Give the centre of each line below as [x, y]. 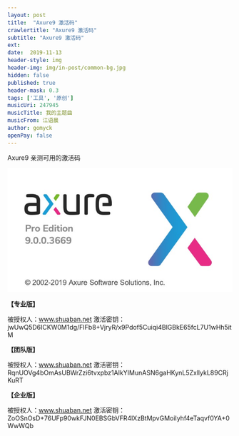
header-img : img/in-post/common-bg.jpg [67, 68]
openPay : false [30, 136]
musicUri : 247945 [33, 106]
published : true [31, 83]
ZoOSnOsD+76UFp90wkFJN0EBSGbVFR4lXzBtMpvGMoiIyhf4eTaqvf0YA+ [117, 418]
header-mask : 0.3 [33, 90]
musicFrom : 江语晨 [33, 121]
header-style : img [35, 61]
